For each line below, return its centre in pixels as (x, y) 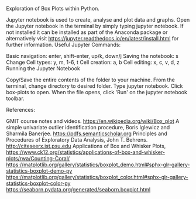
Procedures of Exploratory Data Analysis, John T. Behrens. (77, 140)
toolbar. (15, 98)
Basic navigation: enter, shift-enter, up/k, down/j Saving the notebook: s (92, 56)
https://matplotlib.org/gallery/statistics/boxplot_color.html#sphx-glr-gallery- (97, 177)
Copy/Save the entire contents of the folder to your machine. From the (91, 80)
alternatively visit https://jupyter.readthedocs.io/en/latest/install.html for (92, 38)
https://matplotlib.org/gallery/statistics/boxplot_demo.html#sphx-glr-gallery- (98, 164)
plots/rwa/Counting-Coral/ (38, 158)
